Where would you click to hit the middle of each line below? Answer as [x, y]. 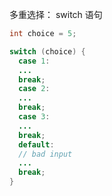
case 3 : [34, 117]
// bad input [45, 154]
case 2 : [34, 89]
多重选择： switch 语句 [56, 14]
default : [36, 144]
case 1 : [34, 61]
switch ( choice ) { [47, 51]
